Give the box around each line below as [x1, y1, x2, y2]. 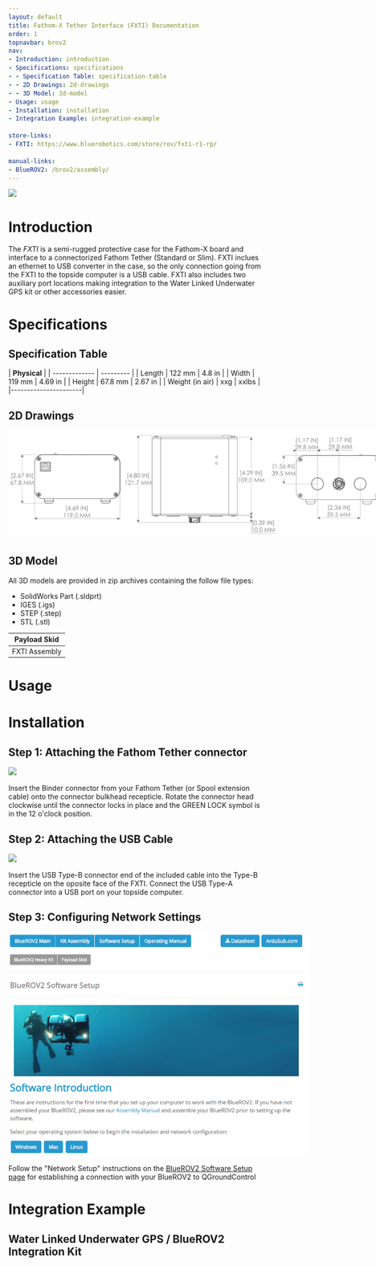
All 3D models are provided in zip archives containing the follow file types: [8, 576, 254, 585]
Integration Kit [8, 1244, 82, 1258]
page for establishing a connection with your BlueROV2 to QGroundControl [8, 1172, 256, 1182]
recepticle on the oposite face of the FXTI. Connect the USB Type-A [8, 879, 233, 888]
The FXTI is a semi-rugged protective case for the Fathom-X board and [8, 244, 244, 254]
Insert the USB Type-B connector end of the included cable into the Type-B [8, 871, 259, 880]
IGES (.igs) [19, 600, 55, 609]
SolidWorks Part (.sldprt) [19, 591, 102, 600]
